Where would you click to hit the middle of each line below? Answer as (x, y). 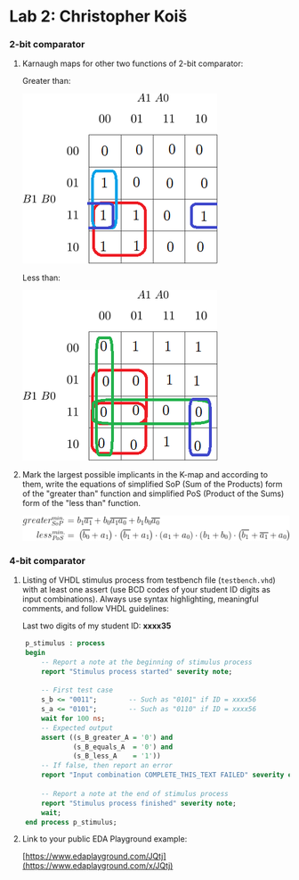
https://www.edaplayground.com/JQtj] (96, 856)
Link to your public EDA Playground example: (105, 839)
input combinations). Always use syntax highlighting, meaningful (141, 599)
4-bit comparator (48, 560)
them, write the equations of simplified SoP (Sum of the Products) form (152, 485)
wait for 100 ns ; (73, 718)
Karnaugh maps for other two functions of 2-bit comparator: (133, 63)
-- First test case (77, 690)
